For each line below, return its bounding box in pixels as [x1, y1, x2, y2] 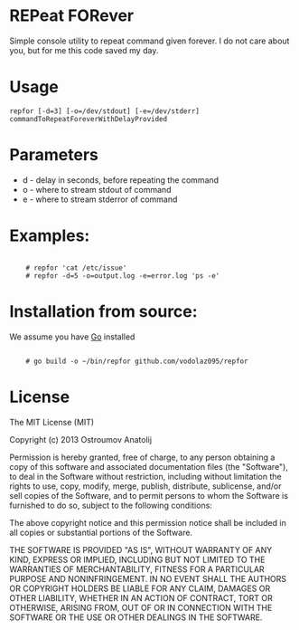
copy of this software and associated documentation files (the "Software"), [9, 461, 289, 472]
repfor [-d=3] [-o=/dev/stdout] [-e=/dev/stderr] [9, 106, 201, 116]
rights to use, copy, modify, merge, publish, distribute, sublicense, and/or [9, 481, 282, 492]
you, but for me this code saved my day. [9, 44, 159, 55]
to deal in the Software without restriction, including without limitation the [9, 471, 282, 482]
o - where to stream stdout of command [22, 184, 172, 195]
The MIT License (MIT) [9, 416, 95, 427]
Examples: [9, 225, 90, 245]
